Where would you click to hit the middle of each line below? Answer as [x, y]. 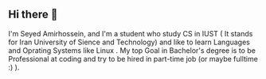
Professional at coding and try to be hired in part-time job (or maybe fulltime [133, 58]
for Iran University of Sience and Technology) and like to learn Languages [129, 42]
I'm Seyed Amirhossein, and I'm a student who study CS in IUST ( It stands [131, 33]
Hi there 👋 [33, 15]
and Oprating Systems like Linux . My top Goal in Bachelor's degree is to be [132, 50]
